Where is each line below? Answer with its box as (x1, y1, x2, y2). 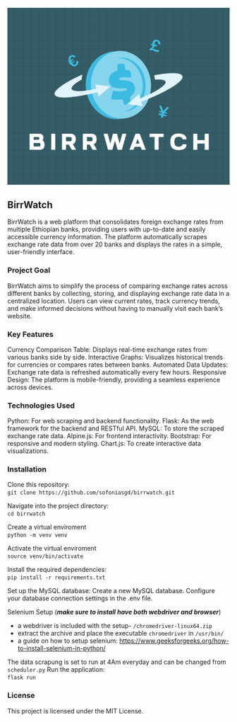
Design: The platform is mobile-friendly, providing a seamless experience (7, 375, 221, 384)
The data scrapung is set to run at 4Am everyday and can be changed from (7, 658, 226, 666)
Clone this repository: (7, 481, 71, 489)
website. (7, 311, 32, 320)
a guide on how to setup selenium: (17, 636, 118, 645)
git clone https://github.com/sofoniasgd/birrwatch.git (7, 489, 175, 496)
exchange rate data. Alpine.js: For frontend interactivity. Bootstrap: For (7, 432, 212, 440)
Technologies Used (7, 401, 75, 411)
